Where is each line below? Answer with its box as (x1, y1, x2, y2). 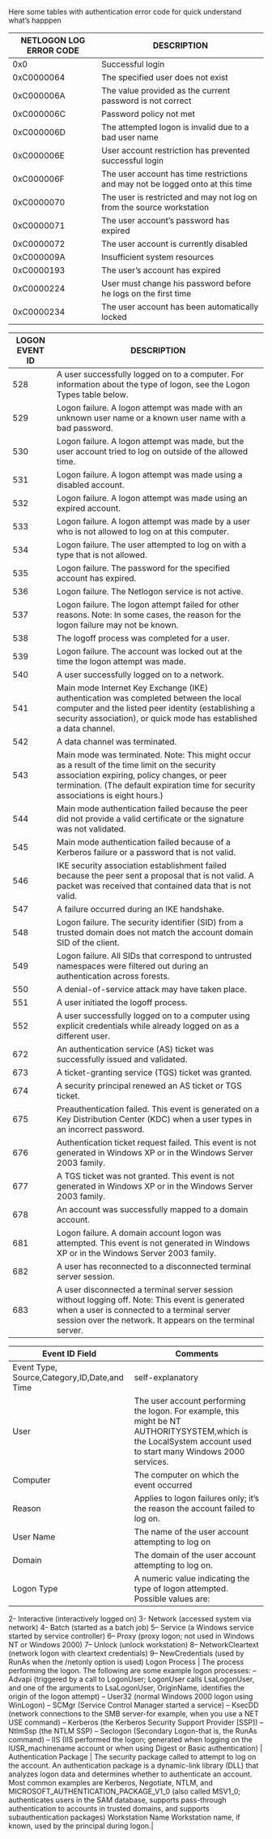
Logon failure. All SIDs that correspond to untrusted (56, 950, 253, 961)
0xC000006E (12, 150, 65, 161)
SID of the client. (56, 937, 120, 948)
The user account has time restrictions (100, 168, 249, 179)
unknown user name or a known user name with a (56, 412, 246, 423)
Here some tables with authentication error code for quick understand (8, 7, 242, 16)
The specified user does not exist (100, 72, 228, 83)
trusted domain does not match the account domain (56, 927, 253, 938)
